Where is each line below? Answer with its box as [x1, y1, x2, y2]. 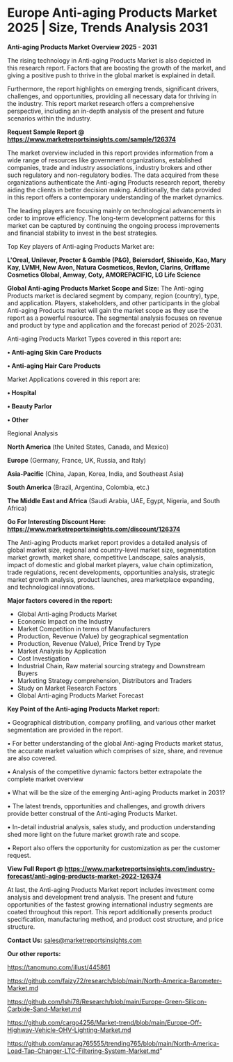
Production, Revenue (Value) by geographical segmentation [17, 632, 189, 640]
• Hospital [7, 388, 37, 397]
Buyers [17, 669, 38, 677]
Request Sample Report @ [7, 128, 85, 136]
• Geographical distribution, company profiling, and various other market [7, 718, 216, 726]
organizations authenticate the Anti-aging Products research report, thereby [7, 178, 225, 186]
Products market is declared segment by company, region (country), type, [7, 291, 220, 300]
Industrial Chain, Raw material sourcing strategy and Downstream [17, 661, 205, 670]
